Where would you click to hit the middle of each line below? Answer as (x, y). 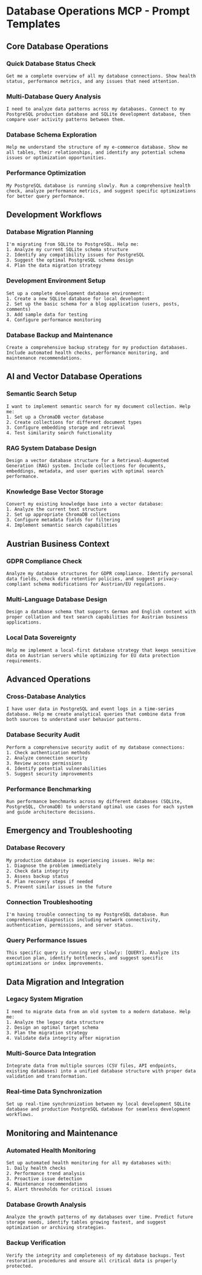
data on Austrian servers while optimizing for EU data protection (93, 655)
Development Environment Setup (56, 281)
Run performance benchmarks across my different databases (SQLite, (94, 801)
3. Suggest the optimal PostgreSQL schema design (70, 260)
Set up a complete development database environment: (76, 293)
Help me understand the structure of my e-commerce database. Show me (97, 147)
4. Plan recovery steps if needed (50, 881)
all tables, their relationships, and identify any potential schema (96, 152)
